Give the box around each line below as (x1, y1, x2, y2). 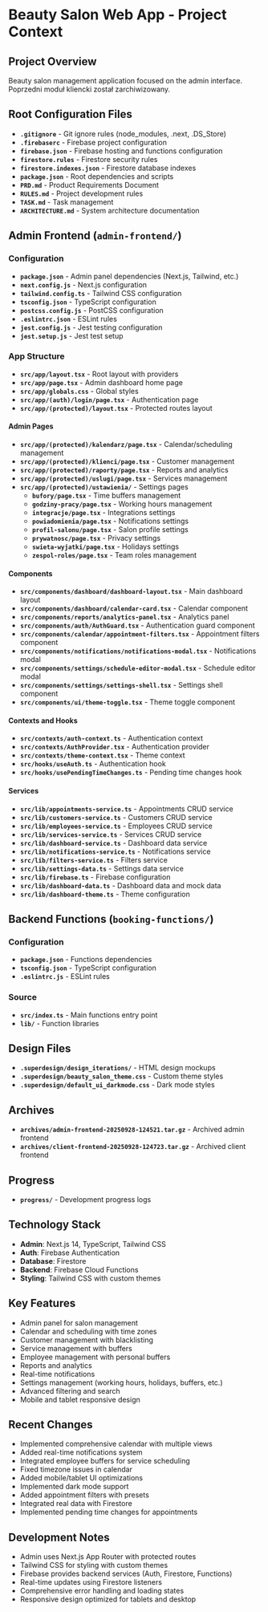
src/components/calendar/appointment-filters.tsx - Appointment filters (19, 629, 260, 639)
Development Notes (8, 1530, 110, 1544)
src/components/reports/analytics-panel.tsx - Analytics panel (19, 612, 229, 622)
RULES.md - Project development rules (19, 189, 144, 198)
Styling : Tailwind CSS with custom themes (19, 1273, 161, 1283)
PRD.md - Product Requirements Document (19, 180, 159, 189)
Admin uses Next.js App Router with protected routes (19, 1552, 197, 1561)
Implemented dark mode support (19, 1482, 129, 1492)
